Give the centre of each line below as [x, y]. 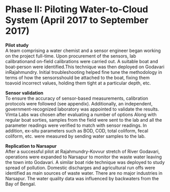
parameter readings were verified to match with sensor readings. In [76, 125]
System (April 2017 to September [77, 20]
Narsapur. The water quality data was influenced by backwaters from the [82, 178]
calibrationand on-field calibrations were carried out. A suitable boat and [82, 61]
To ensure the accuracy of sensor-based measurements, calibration [77, 98]
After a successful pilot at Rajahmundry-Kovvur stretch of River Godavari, [82, 151]
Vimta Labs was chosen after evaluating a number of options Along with [81, 114]
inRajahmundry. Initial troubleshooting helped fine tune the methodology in [84, 72]
